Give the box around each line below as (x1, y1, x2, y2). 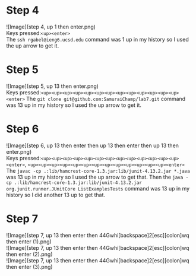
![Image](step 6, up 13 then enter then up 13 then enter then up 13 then (6, 142, 179, 149)
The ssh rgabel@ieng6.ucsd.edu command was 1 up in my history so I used (6, 36, 189, 43)
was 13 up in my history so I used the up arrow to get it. (6, 101, 141, 109)
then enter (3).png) (6, 263, 53, 270)
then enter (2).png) (6, 250, 53, 258)
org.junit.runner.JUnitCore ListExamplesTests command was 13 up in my (6, 185, 190, 192)
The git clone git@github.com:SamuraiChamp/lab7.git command (26, 95, 186, 102)
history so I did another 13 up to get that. (6, 191, 106, 198)
